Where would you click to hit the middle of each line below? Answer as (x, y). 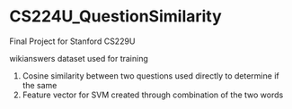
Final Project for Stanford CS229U (72, 41)
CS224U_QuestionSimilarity (115, 17)
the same (40, 85)
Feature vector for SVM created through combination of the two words (153, 95)
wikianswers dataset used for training (79, 58)
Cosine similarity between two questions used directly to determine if (151, 75)
